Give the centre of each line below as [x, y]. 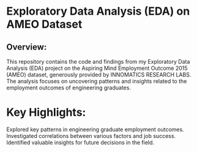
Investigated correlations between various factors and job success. [91, 135]
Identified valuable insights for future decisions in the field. [80, 142]
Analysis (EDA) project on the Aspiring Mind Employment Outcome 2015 [97, 68]
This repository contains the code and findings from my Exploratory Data [98, 62]
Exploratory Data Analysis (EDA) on [98, 11]
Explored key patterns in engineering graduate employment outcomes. [95, 129]
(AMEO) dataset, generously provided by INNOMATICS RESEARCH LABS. [99, 74]
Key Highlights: [46, 112]
